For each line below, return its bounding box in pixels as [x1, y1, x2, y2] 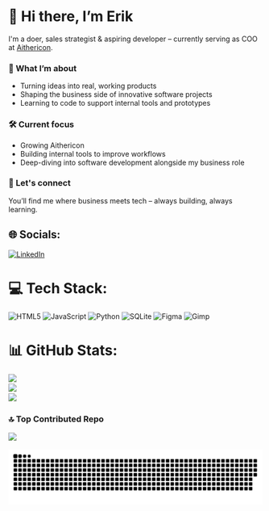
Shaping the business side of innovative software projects [19, 90, 213, 99]
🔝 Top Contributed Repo [8, 413, 105, 425]
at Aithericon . [8, 42, 54, 52]
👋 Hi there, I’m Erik [8, 7, 134, 26]
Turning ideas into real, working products [19, 81, 157, 91]
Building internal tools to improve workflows [19, 149, 167, 158]
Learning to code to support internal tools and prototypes [19, 98, 211, 108]
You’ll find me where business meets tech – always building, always [8, 195, 233, 205]
